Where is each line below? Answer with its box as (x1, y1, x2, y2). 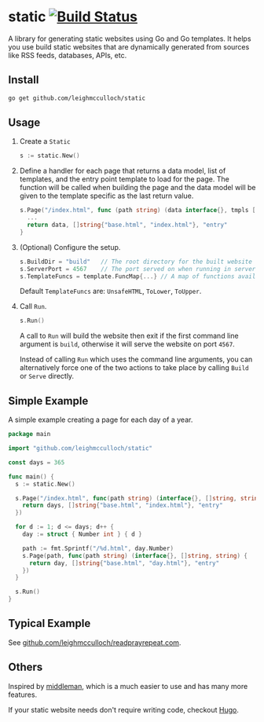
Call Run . (19, 302, 47, 311)
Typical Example (8, 617, 91, 630)
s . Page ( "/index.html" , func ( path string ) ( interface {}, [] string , (15, 494, 237, 502)
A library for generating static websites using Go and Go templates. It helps (8, 34, 251, 43)
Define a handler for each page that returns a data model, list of (19, 166, 226, 176)
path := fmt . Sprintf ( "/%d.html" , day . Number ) (22, 544, 174, 552)
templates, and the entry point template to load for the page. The (19, 174, 229, 184)
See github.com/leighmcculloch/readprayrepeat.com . (8, 637, 181, 647)
